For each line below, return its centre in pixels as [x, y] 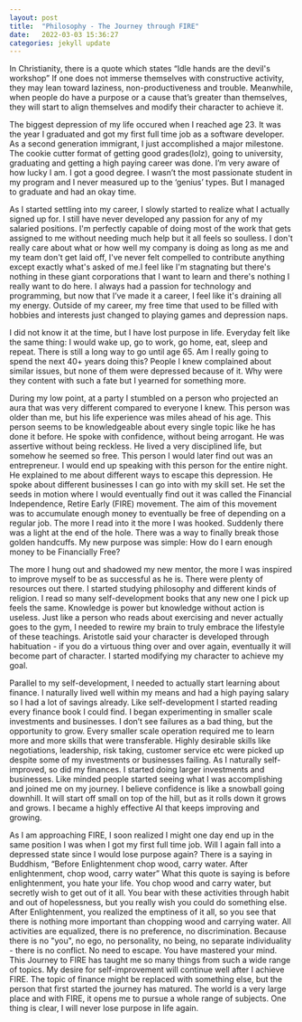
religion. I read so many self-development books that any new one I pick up [149, 599]
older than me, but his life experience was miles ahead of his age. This [140, 418]
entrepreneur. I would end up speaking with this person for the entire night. [149, 466]
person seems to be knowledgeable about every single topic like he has [142, 427]
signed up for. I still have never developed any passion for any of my [136, 219]
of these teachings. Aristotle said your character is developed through [139, 637]
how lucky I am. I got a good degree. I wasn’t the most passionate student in [151, 173]
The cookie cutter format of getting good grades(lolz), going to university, [146, 154]
